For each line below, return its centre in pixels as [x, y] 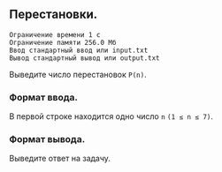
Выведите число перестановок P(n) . [78, 74]
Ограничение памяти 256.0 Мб [63, 42]
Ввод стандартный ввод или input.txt [79, 50]
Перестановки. [54, 15]
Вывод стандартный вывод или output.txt [85, 58]
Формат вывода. [47, 139]
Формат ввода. [43, 97]
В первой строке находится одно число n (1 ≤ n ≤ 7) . [111, 116]
